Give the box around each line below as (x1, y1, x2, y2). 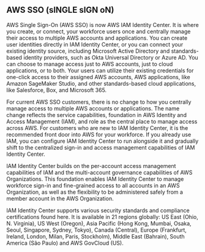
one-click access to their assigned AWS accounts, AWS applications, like (6, 73, 191, 80)
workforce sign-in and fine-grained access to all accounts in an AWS (6, 181, 180, 189)
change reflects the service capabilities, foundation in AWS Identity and (6, 111, 187, 118)
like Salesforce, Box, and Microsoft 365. (6, 86, 107, 94)
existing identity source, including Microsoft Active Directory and (6, 47, 170, 55)
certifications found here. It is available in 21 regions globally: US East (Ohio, (6, 213, 199, 220)
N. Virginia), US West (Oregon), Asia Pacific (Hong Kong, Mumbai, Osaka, (6, 220, 192, 227)
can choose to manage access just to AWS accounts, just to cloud (6, 60, 173, 67)
